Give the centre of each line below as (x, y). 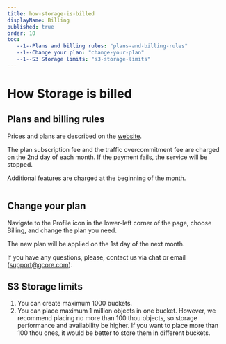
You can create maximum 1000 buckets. (75, 304)
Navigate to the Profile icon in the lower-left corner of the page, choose (110, 223)
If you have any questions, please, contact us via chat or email (97, 257)
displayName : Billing (39, 20)
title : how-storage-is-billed (51, 14)
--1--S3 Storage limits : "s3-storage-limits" (83, 59)
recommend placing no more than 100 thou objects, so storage (107, 318)
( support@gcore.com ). (40, 264)
